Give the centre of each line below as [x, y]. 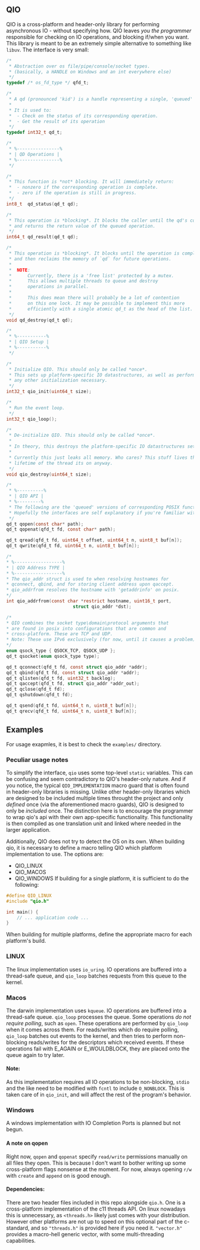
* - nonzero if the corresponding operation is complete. [84, 188]
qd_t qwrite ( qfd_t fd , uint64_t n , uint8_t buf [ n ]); [73, 546]
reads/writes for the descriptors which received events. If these [107, 1042]
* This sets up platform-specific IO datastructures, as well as [91, 375]
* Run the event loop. [37, 408]
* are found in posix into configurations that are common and [86, 629]
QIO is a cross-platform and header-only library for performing [83, 24]
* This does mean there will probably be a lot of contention [94, 298]
